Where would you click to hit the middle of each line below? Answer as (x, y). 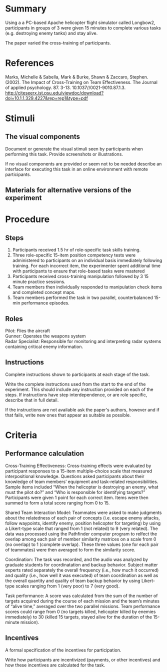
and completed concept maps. (44, 292)
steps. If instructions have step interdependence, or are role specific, (76, 394)
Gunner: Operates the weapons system (45, 336)
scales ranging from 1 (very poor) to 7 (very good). (68, 586)
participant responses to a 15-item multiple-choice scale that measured (79, 471)
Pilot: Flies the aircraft (27, 331)
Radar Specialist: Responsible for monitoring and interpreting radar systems (83, 341)
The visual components (43, 137)
